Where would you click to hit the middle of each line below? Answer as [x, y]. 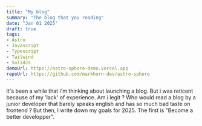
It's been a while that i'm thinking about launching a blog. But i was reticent [100, 91]
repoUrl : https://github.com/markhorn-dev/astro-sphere [78, 74]
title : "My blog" [28, 12]
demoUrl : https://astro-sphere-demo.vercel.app [67, 68]
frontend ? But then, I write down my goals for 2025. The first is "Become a [100, 110]
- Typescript [23, 51]
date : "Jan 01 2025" [32, 23]
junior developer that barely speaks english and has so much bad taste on [98, 104]
